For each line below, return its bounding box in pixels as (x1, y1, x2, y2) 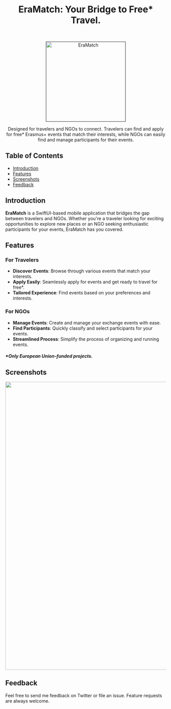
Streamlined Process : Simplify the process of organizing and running (12, 336, 159, 342)
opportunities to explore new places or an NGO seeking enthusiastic (5, 221, 149, 227)
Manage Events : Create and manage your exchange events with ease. (12, 319, 161, 326)
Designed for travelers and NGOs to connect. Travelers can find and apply (7, 125, 164, 132)
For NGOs (5, 308, 30, 315)
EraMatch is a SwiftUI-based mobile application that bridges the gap (5, 210, 150, 216)
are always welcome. (5, 698, 50, 704)
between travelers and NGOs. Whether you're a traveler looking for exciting (5, 215, 164, 221)
